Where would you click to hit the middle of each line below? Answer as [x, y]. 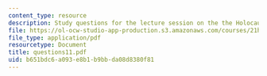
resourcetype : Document [48, 45]
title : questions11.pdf [48, 52]
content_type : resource [48, 15]
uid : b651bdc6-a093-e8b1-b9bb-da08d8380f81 [81, 60]
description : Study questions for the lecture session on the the [120, 23]
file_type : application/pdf [55, 38]
